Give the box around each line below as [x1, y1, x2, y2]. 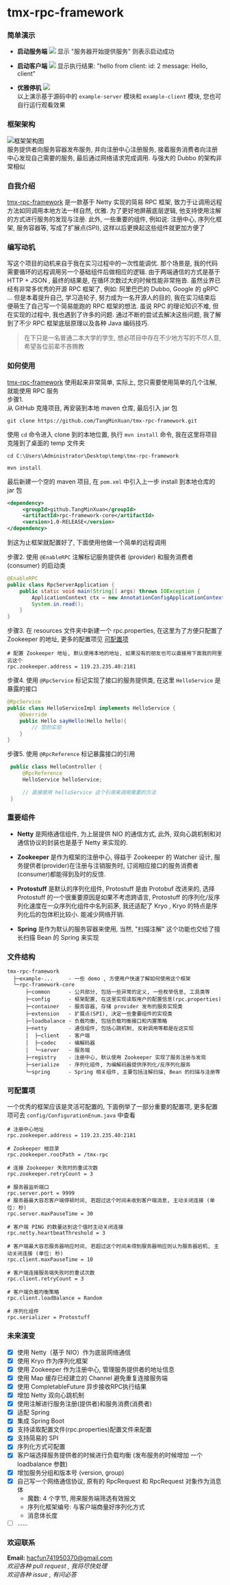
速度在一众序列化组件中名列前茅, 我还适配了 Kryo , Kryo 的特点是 [29, 901, 212, 910]
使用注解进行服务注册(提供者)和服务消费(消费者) [16, 1399, 153, 1408]
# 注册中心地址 [7, 1126, 44, 1133]
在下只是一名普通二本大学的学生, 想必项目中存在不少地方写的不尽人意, [23, 334, 221, 342]
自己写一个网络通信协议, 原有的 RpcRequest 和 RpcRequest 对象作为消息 [16, 1477, 222, 1485]
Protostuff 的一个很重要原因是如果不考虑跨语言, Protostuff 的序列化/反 [16, 893, 214, 901]
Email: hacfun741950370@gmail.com [7, 1553, 113, 1562]
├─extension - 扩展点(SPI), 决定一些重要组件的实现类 [25, 1010, 172, 1018]
